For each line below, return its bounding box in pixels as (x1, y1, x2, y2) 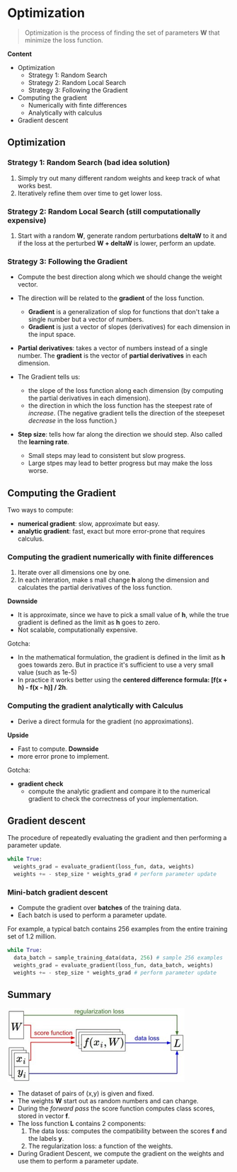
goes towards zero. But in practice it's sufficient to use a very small (17, 660, 214, 670)
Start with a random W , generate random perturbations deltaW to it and (17, 231, 227, 240)
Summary (7, 989, 52, 1001)
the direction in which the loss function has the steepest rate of (28, 401, 213, 410)
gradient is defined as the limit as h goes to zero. (17, 618, 161, 627)
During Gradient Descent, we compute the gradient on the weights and (17, 1149, 224, 1158)
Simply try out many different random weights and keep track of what (17, 173, 221, 182)
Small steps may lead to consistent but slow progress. (28, 452, 186, 460)
